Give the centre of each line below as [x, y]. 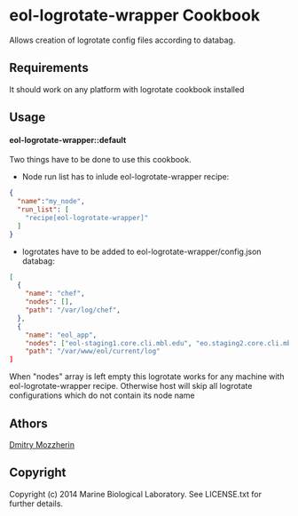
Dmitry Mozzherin [42, 445]
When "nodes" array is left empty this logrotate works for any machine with [147, 377]
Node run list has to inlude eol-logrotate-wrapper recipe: [125, 177]
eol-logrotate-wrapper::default [68, 139]
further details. [36, 504]
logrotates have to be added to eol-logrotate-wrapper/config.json [141, 251]
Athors [29, 423]
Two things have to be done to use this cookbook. [101, 160]
